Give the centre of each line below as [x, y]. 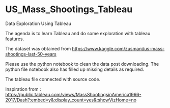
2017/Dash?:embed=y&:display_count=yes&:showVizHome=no [71, 100]
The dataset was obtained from [38, 48]
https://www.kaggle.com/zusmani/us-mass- [118, 48]
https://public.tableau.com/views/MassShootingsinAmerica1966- [73, 94]
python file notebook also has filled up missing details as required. [75, 69]
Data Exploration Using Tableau [38, 23]
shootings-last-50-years [31, 54]
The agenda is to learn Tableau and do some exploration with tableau [78, 33]
